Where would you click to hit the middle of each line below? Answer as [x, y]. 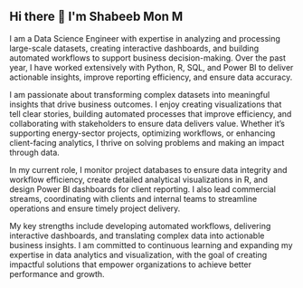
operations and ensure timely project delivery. [95, 208]
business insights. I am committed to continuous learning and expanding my [151, 245]
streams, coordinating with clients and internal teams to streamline [133, 198]
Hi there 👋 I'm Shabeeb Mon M [96, 17]
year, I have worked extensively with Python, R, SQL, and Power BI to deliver [151, 67]
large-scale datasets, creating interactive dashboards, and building [134, 48]
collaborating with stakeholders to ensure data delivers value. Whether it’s [147, 123]
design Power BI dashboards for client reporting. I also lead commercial [142, 189]
